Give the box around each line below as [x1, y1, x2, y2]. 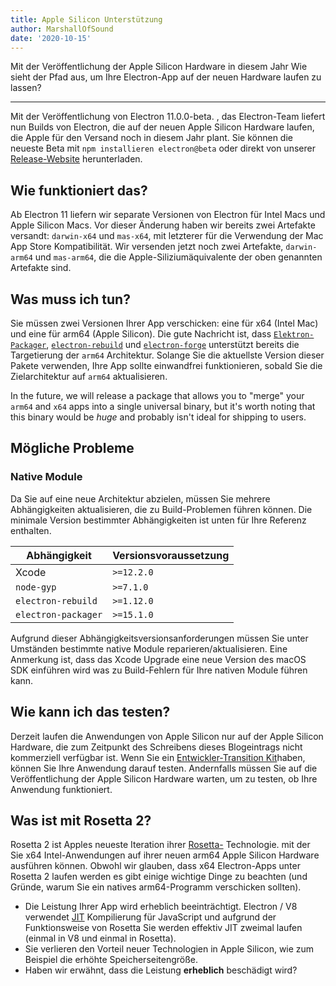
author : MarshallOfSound [10, 24, 114, 34]
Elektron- [273, 330, 315, 340]
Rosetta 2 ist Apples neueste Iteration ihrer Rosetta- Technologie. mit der [10, 839, 311, 851]
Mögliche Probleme [10, 440, 135, 457]
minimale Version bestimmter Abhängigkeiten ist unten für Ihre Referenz [10, 514, 307, 526]
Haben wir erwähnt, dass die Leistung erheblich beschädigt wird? [24, 964, 298, 976]
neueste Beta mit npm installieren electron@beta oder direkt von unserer [10, 142, 316, 155]
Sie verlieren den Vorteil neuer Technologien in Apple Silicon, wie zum [24, 943, 315, 955]
